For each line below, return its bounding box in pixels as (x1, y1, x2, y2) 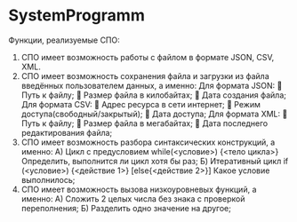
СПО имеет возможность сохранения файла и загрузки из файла (20, 70, 269, 81)
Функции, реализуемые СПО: (8, 35, 121, 45)
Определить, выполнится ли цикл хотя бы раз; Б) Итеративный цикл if (20, 155, 289, 166)
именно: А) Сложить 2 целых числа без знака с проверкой (20, 193, 245, 204)
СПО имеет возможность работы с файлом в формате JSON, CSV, (20, 52, 275, 62)
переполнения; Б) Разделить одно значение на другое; (20, 202, 232, 213)
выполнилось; (20, 174, 76, 185)
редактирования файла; (20, 127, 113, 138)
